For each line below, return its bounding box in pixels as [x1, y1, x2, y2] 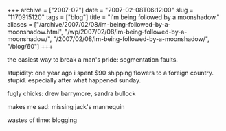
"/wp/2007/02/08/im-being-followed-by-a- [64, 27, 188, 36]
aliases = [7, 21, 33, 28]
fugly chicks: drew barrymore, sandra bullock [7, 89, 136, 97]
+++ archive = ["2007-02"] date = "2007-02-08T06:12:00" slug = [7, 6, 194, 14]
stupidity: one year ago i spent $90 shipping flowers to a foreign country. [7, 69, 214, 77]
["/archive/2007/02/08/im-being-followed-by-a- [34, 21, 171, 28]
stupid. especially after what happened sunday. [7, 76, 142, 84]
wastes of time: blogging [7, 116, 78, 124]
